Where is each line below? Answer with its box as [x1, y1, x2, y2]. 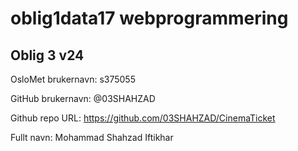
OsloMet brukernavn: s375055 [10, 73, 136, 85]
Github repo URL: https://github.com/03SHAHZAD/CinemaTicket [10, 112, 276, 124]
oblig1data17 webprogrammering [10, 7, 289, 30]
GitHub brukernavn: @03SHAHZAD [10, 93, 156, 104]
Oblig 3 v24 [10, 47, 85, 64]
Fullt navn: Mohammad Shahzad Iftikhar [10, 132, 174, 143]
